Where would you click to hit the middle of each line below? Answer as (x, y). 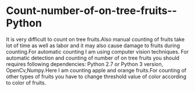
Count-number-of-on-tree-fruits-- (92, 11)
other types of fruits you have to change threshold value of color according (96, 76)
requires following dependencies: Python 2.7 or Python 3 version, (85, 64)
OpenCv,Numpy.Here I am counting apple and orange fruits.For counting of (96, 70)
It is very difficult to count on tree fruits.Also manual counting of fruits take (95, 39)
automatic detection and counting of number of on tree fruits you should (93, 58)
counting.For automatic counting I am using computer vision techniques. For (97, 51)
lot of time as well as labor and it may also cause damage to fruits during (93, 45)
